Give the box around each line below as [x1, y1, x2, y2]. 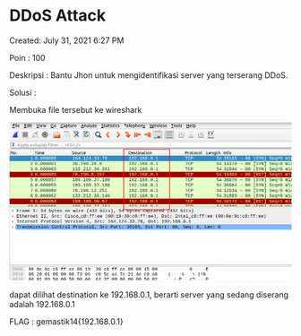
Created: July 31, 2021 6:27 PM [9, 35, 125, 46]
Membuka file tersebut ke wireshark [9, 104, 142, 115]
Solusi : [9, 87, 37, 98]
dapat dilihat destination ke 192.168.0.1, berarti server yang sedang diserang [9, 289, 289, 300]
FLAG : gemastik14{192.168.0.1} [9, 316, 124, 327]
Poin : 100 [9, 52, 47, 63]
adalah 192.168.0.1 [9, 299, 75, 310]
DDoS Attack [9, 5, 107, 26]
